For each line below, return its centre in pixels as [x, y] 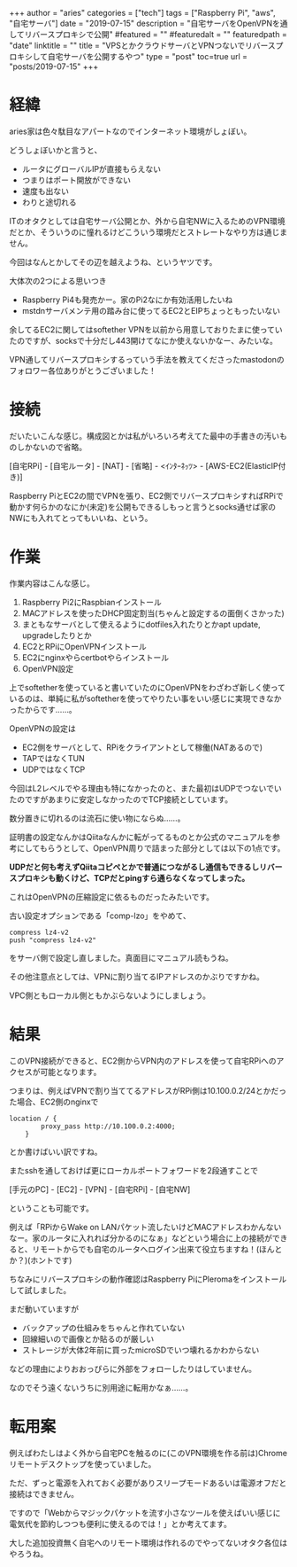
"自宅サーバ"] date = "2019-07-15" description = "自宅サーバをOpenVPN [141, 23]
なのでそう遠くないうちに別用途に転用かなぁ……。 [101, 1387]
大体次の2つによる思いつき [58, 281]
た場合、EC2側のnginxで [54, 1102]
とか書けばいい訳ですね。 [56, 1151]
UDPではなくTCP [53, 769]
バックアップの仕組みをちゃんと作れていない [103, 1328]
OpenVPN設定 [47, 668]
